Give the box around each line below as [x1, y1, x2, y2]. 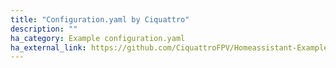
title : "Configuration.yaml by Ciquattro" [10, 14, 190, 25]
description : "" [10, 24, 78, 34]
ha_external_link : [10, 42, 87, 53]
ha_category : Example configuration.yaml [10, 33, 186, 43]
